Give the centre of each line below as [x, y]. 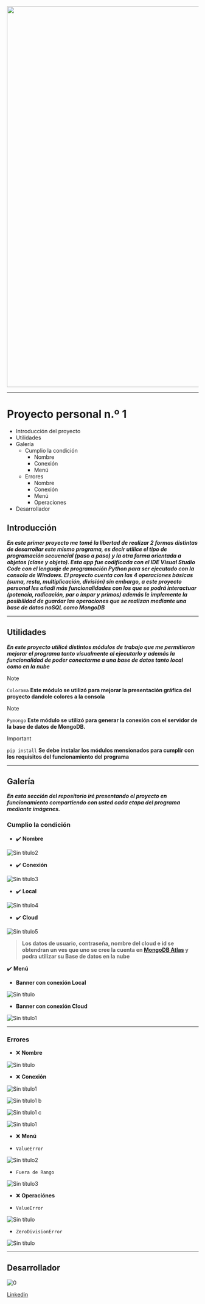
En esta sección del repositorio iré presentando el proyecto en [87, 796]
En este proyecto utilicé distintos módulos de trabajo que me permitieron [101, 647]
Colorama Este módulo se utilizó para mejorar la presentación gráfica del [99, 690]
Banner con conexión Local [51, 982]
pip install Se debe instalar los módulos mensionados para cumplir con [100, 750]
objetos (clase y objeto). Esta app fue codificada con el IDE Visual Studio [101, 562]
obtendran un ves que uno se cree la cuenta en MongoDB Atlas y [105, 949]
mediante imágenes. [33, 809]
